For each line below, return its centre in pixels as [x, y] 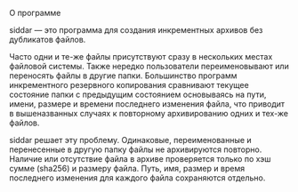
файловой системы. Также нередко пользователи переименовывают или [149, 66]
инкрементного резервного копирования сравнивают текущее [129, 85]
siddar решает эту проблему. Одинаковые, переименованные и [130, 140]
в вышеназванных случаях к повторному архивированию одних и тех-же [149, 113]
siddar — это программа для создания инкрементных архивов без [136, 30]
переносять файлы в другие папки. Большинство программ [123, 76]
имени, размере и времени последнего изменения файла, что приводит [147, 104]
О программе [35, 13]
